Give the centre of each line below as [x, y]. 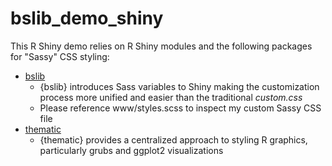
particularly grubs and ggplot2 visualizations [131, 150]
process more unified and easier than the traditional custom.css [171, 97]
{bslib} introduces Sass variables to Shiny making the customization [179, 86]
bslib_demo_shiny [87, 18]
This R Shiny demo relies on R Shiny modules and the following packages [161, 46]
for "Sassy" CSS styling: [60, 56]
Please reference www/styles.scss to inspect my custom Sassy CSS [180, 108]
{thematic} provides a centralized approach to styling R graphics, [173, 139]
